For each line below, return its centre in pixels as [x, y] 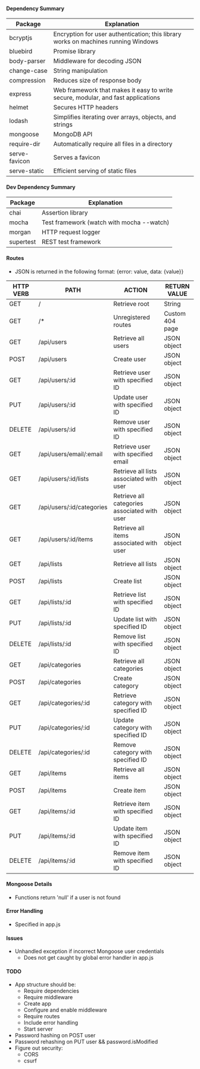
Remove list [129, 636]
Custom [175, 313]
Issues [15, 938]
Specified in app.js [37, 924]
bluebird [21, 51]
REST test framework [71, 242]
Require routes [42, 1016]
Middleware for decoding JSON [97, 61]
